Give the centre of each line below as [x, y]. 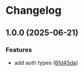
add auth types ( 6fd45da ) [46, 62]
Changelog [34, 10]
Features [19, 50]
